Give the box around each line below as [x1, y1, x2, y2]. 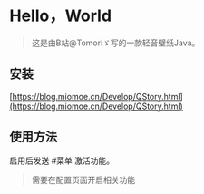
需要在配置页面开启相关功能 [31, 174, 136, 185]
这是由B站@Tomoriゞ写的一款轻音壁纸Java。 [31, 37, 200, 48]
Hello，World [9, 5, 112, 26]
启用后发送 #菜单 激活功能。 [9, 155, 115, 166]
